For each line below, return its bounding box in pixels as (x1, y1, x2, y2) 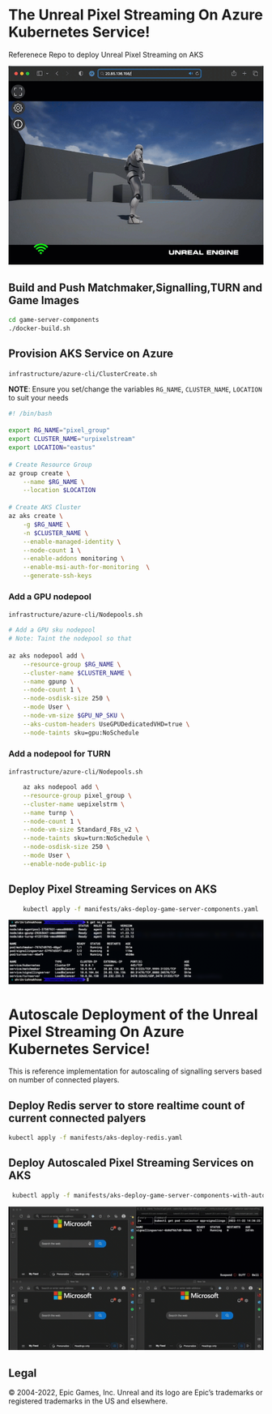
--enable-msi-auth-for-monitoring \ (23, 563, 151, 572)
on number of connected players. (8, 1075, 120, 1085)
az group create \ (8, 469, 70, 478)
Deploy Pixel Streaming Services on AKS (8, 882, 217, 897)
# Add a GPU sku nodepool (8, 626, 96, 634)
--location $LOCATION (23, 486, 96, 495)
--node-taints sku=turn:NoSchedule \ (23, 834, 151, 842)
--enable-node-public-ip (23, 859, 107, 868)
